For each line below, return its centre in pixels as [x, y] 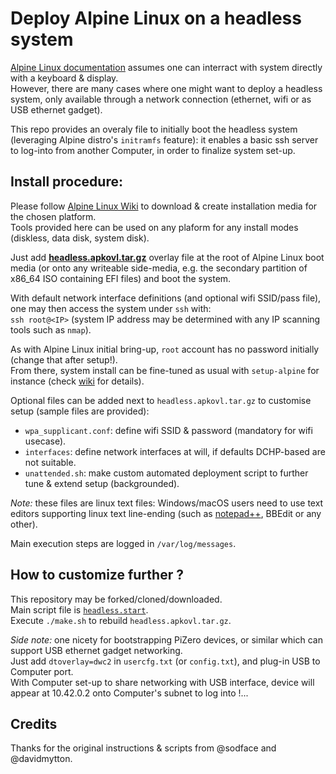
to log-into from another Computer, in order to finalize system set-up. [153, 150]
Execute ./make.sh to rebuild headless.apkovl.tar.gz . [121, 620]
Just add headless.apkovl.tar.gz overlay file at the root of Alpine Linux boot [167, 257]
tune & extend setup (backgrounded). [102, 483]
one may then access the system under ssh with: [111, 308]
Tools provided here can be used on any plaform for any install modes [154, 227]
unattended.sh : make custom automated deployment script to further [166, 473]
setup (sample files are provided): [80, 411]
